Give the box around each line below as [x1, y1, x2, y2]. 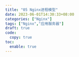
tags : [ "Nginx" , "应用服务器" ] [5, 21, 64, 26]
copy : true [9, 35, 32, 40]
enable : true [9, 44, 37, 49]
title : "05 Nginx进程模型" [5, 7, 58, 12]
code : [5, 30, 16, 35]
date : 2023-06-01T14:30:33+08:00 [5, 12, 75, 17]
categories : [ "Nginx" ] [5, 16, 52, 21]
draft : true [5, 26, 30, 31]
